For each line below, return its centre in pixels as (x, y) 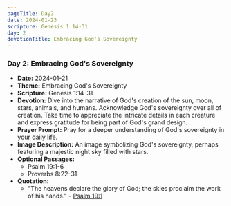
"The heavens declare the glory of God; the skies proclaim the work (124, 189)
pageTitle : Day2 (30, 13)
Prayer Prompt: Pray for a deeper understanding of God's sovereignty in (121, 130)
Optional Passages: (46, 159)
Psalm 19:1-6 (46, 167)
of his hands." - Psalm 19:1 (65, 196)
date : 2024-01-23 (32, 20)
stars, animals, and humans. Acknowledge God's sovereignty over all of (119, 108)
